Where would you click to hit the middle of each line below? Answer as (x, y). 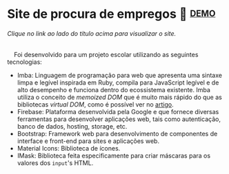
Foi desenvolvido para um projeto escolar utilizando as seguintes (106, 55)
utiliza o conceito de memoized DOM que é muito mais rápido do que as (119, 97)
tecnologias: (25, 62)
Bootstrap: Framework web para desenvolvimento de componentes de (117, 134)
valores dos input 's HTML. (55, 163)
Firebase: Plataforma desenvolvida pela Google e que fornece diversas (118, 112)
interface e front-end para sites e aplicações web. (88, 141)
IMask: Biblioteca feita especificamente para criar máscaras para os (114, 156)
